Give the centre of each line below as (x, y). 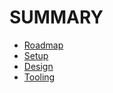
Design (38, 66)
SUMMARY (56, 17)
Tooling (39, 77)
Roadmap (43, 45)
